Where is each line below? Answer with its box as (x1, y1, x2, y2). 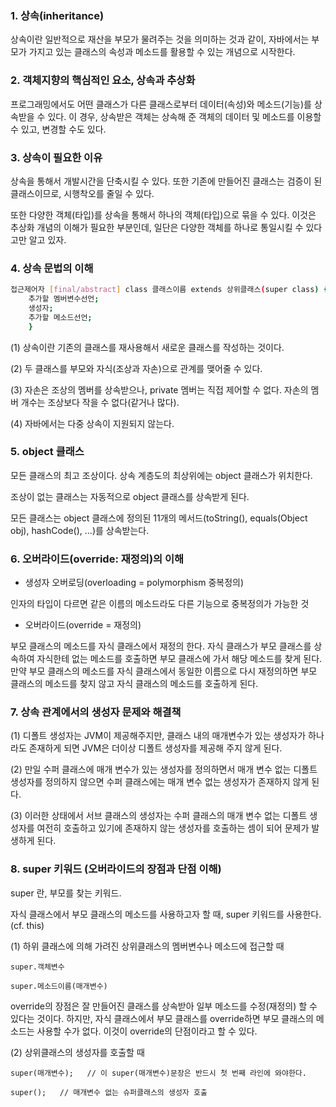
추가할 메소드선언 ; (28, 312, 93, 322)
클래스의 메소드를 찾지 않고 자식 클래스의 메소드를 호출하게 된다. (10, 678, 259, 690)
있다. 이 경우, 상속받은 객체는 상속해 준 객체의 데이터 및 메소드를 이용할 (47, 110, 322, 122)
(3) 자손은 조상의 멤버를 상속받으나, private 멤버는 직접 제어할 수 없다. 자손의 (10, 383, 309, 396)
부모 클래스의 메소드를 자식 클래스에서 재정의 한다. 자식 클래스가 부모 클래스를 (10, 640, 312, 652)
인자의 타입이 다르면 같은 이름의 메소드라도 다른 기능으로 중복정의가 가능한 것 (10, 598, 310, 610)
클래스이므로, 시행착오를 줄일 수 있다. (10, 187, 155, 199)
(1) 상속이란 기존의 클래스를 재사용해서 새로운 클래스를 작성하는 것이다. (10, 341, 285, 353)
